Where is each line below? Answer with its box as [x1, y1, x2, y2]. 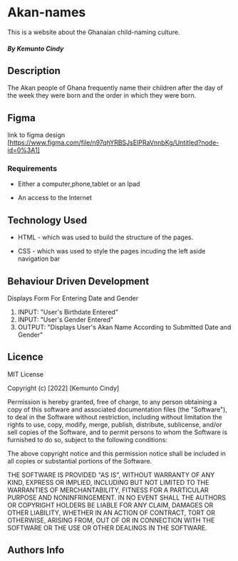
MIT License [7, 369, 44, 378]
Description [7, 65, 61, 77]
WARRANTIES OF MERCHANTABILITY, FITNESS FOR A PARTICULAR [7, 486, 209, 494]
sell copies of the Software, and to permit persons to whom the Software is [7, 428, 228, 436]
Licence [7, 351, 44, 363]
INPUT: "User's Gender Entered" [17, 315, 114, 324]
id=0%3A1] [7, 146, 41, 154]
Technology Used [7, 214, 88, 226]
